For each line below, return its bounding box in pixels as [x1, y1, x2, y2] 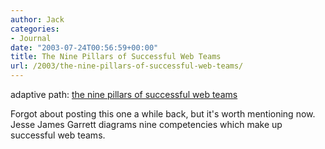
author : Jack [10, 14, 65, 25]
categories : [10, 24, 60, 34]
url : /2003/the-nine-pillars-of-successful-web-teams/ [10, 61, 244, 71]
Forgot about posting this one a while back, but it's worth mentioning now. [10, 108, 316, 120]
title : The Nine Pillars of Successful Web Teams [10, 52, 222, 62]
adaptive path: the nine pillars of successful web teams [10, 89, 238, 100]
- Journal [10, 33, 52, 43]
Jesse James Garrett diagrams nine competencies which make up [10, 119, 283, 130]
